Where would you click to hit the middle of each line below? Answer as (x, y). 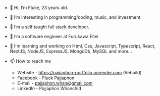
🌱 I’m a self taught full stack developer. (50, 27)
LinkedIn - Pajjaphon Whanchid (49, 88)
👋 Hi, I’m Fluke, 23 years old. (39, 8)
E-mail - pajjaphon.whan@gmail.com (55, 83)
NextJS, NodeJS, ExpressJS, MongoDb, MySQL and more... (71, 51)
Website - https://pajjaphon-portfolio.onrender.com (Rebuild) (80, 72)
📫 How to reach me (30, 61)
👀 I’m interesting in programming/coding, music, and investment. (76, 17)
